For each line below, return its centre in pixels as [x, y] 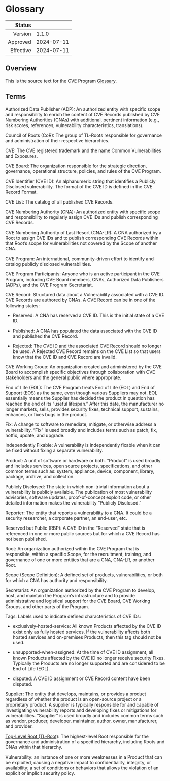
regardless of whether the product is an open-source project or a [73, 699]
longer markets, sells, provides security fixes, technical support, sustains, [82, 409]
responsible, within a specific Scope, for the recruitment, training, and [78, 554]
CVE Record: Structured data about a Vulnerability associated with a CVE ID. [85, 294]
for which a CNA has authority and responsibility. [57, 580]
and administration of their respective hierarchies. [57, 140]
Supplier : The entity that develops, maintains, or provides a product [76, 694]
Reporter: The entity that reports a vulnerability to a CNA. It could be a [79, 513]
